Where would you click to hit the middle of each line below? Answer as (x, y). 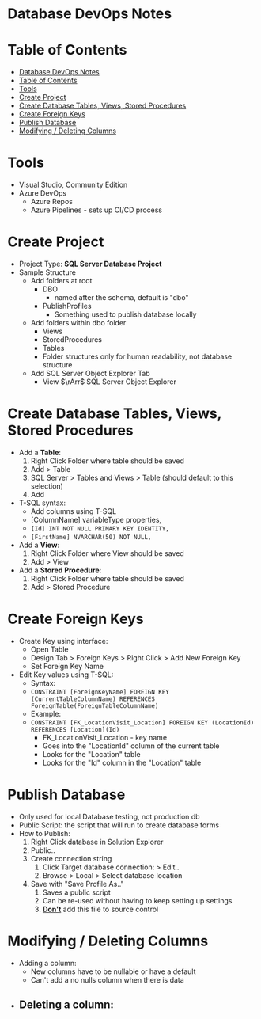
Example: (45, 713)
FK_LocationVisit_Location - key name (105, 737)
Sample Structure (47, 272)
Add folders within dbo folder (78, 323)
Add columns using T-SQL (74, 511)
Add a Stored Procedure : (60, 570)
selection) (47, 486)
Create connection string (71, 858)
